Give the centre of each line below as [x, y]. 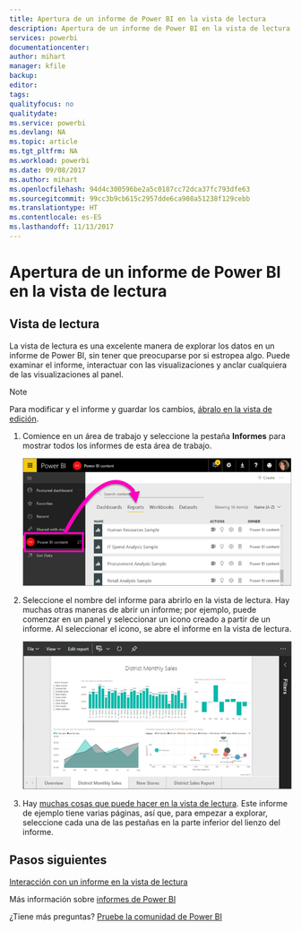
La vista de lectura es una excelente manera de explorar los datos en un [142, 346]
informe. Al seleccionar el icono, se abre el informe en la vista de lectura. [157, 628]
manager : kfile [38, 66]
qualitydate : [34, 113]
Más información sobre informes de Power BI [93, 899]
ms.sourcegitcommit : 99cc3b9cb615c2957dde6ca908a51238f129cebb [130, 198]
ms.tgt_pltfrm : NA [43, 151]
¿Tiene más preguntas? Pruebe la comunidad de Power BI [116, 916]
